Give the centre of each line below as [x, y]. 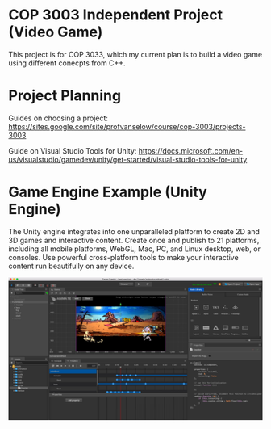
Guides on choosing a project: [58, 118]
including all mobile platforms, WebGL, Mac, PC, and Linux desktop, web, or [134, 249]
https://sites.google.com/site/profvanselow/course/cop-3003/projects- [127, 126]
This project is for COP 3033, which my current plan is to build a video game [135, 54]
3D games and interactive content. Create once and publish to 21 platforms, [134, 240]
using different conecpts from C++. [67, 63]
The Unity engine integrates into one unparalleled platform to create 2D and [134, 231]
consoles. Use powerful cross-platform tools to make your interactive [124, 257]
